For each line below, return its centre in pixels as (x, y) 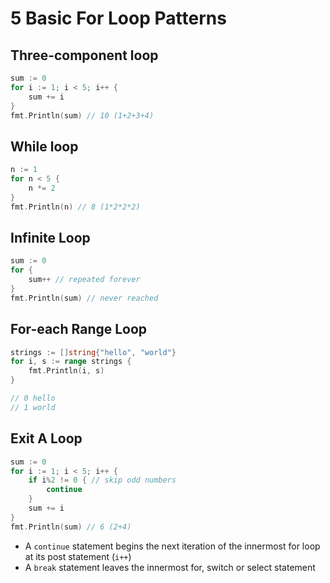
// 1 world (33, 407)
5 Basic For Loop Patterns (118, 18)
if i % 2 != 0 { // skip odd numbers (102, 480)
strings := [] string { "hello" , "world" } (93, 352)
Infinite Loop (50, 237)
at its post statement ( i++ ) (78, 556)
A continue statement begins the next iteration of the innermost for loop (172, 546)
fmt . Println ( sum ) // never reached (84, 298)
